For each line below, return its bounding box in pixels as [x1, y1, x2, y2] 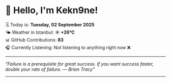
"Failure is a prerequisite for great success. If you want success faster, [5, 61, 154, 67]
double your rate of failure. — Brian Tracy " [5, 66, 95, 72]
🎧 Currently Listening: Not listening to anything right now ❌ [5, 44, 131, 50]
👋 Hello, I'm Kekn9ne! [5, 5, 98, 16]
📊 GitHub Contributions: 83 [5, 36, 64, 43]
